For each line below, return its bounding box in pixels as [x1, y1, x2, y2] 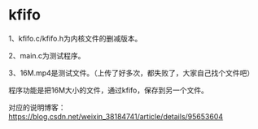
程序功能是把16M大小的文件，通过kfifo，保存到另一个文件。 [8, 85, 209, 95]
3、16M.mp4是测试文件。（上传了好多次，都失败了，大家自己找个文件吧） [8, 67, 255, 78]
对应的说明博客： [8, 102, 66, 112]
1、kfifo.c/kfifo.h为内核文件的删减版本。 [8, 33, 142, 43]
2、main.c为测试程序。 [8, 50, 85, 60]
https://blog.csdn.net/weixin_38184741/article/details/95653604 [8, 111, 224, 121]
